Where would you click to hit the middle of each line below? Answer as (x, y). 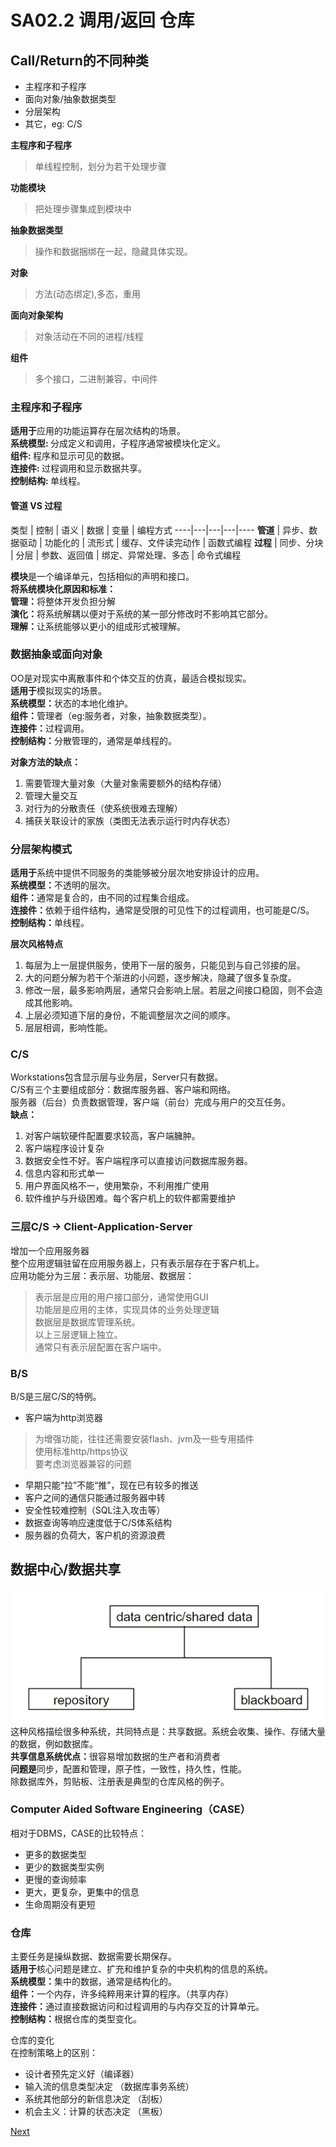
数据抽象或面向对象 (56, 654)
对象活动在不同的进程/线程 (89, 336)
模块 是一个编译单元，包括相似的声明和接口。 (102, 576)
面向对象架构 (36, 315)
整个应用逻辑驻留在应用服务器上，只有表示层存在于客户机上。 (137, 1263)
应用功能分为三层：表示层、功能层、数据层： (102, 1275)
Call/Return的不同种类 (79, 60)
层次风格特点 (36, 944)
